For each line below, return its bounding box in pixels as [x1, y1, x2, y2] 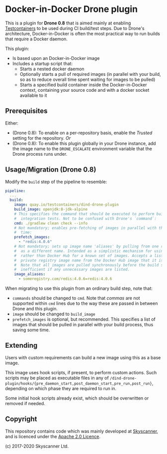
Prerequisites [5, 107, 48, 115]
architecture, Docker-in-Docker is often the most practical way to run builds [5, 30, 160, 36]
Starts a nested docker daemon [19, 66, 84, 72]
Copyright [5, 415, 37, 424]
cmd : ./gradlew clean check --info [14, 221, 88, 226]
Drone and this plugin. [12, 306, 58, 312]
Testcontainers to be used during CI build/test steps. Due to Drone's [5, 25, 145, 31]
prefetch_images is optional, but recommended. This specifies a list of [12, 316, 156, 322]
